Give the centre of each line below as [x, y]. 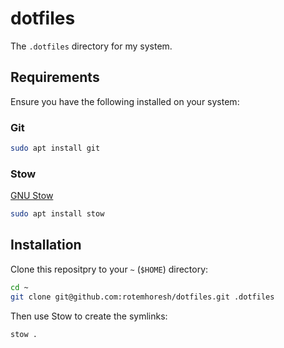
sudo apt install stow [57, 214]
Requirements [55, 77]
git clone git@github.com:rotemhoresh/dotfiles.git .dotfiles [142, 297]
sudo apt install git [55, 148]
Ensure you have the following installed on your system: [125, 101]
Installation [46, 245]
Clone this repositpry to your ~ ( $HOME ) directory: [109, 269]
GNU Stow [32, 196]
